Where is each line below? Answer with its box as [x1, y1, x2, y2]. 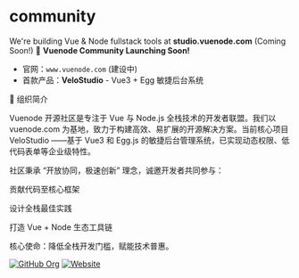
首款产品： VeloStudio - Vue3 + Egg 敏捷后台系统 [21, 74, 204, 86]
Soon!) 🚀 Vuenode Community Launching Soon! [9, 45, 190, 55]
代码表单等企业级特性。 [9, 145, 96, 157]
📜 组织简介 [9, 94, 49, 104]
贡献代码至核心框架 [9, 184, 80, 194]
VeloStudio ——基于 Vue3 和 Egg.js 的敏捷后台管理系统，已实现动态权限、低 [9, 135, 290, 145]
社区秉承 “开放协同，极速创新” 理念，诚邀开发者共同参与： [9, 165, 225, 176]
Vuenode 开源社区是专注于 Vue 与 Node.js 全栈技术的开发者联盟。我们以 [9, 112, 277, 123]
